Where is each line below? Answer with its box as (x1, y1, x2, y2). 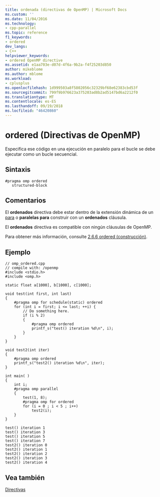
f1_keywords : (5, 35, 32, 40)
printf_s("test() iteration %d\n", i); (31, 326, 114, 331)
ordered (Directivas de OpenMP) (5, 129, 141, 141)
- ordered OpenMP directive (5, 58, 63, 63)
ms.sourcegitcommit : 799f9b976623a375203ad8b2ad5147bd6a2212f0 (5, 90, 138, 95)
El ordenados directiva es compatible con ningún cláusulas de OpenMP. (5, 224, 152, 230)
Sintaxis (5, 166, 31, 174)
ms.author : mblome (5, 72, 43, 77)
